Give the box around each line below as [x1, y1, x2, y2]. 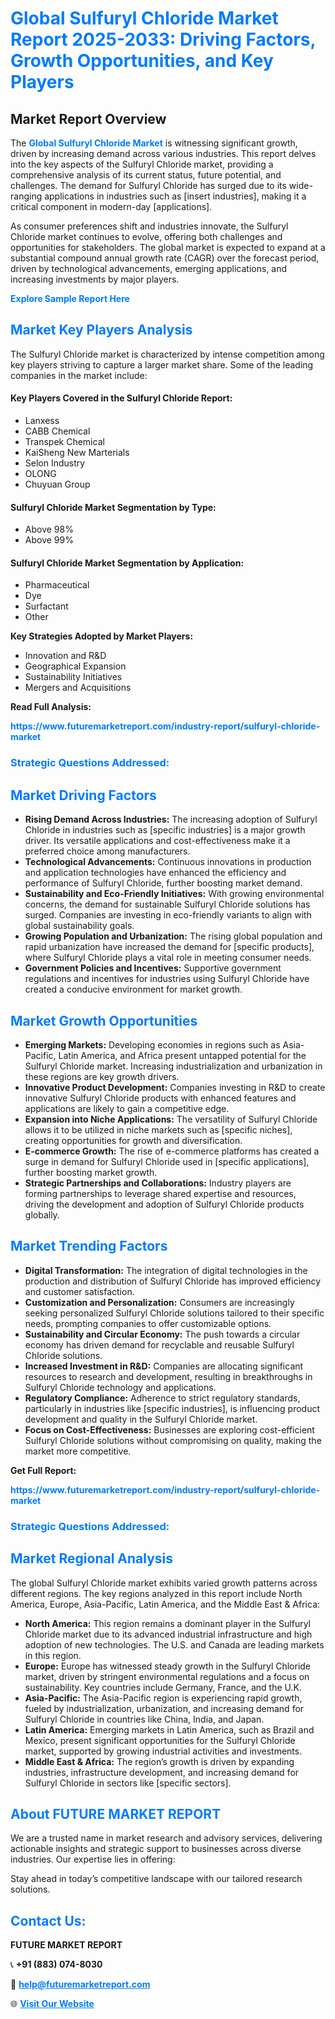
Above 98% [24, 523, 74, 536]
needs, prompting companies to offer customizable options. [24, 1317, 272, 1329]
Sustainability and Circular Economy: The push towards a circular [24, 1328, 301, 1340]
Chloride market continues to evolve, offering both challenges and [10, 231, 283, 242]
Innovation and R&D [24, 650, 107, 662]
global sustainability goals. [24, 920, 135, 932]
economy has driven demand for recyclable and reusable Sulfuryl [24, 1338, 295, 1351]
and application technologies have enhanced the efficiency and [24, 867, 287, 879]
